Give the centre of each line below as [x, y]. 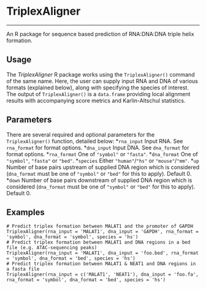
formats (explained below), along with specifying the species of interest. [97, 88]
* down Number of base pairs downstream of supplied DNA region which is [99, 180]
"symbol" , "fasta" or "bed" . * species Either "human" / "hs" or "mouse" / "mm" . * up [103, 160]
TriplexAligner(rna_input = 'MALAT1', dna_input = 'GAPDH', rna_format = [103, 232]
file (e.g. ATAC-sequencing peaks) [52, 248]
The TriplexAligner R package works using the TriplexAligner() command [101, 74]
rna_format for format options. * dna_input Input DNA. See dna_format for [98, 148]
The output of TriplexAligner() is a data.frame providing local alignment [98, 94]
